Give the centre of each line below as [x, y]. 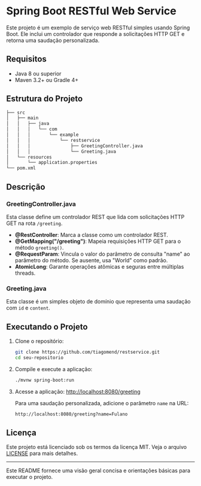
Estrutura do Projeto [45, 99]
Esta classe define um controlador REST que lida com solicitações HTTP [95, 217]
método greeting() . [39, 247]
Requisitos [26, 59]
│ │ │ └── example [42, 135]
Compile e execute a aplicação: [54, 369]
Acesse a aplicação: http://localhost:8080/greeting [77, 391]
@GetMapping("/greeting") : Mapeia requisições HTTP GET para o [98, 241]
